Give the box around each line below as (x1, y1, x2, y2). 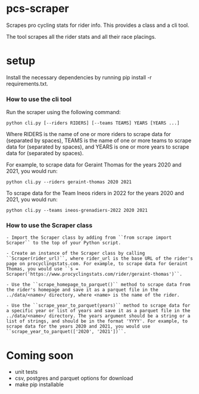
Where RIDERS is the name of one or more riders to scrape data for (6, 131, 171, 138)
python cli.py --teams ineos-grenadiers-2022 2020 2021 (6, 208, 148, 214)
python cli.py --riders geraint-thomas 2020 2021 (6, 179, 132, 185)
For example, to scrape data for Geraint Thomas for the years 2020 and (6, 161, 182, 168)
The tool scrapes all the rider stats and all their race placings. (6, 33, 157, 40)
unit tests (14, 368, 38, 375)
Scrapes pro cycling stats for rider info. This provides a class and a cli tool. (6, 21, 189, 29)
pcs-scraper (6, 2, 70, 16)
